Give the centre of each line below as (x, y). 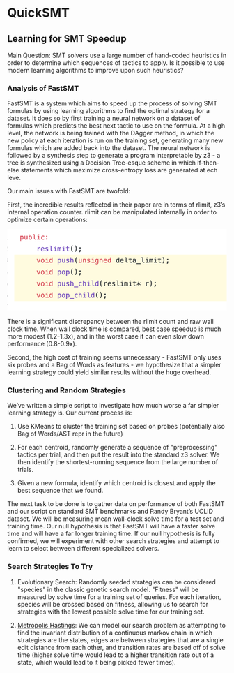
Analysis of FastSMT (43, 88)
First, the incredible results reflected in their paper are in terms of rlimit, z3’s (116, 205)
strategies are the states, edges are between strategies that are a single (120, 639)
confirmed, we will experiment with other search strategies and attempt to (113, 541)
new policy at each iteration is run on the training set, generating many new (115, 140)
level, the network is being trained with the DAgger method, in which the (111, 133)
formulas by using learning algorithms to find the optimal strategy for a (109, 111)
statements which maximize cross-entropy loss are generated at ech (119, 170)
